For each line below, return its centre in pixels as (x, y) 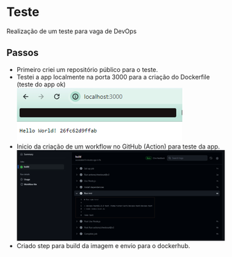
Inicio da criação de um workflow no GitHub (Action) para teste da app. (118, 146)
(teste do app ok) (41, 84)
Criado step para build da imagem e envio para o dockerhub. (103, 246)
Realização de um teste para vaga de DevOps (72, 31)
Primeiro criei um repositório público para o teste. (87, 69)
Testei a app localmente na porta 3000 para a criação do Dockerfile (113, 77)
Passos (23, 53)
